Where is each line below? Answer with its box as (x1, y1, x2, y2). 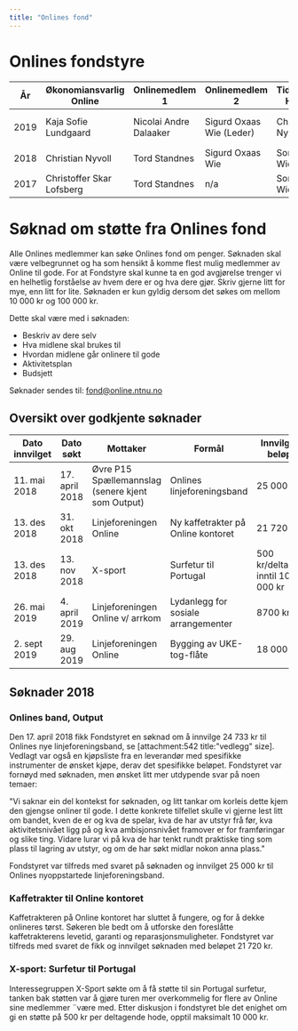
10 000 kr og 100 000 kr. (9, 295, 99, 306)
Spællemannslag (91, 474, 162, 487)
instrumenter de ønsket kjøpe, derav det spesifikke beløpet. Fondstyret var (9, 760, 282, 770)
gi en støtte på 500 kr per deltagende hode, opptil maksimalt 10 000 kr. (9, 1011, 269, 1022)
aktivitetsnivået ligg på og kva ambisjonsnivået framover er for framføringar (9, 825, 286, 834)
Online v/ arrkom (91, 612, 161, 624)
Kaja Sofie (45, 115, 89, 127)
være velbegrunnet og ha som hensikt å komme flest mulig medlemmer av (9, 257, 281, 268)
